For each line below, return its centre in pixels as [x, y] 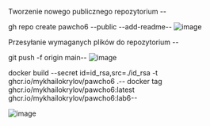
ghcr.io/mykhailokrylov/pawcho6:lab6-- [73, 98]
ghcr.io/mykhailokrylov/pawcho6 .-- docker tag [85, 81]
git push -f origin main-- [48, 57]
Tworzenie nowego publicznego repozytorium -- [88, 11]
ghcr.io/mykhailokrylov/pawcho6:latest [71, 90]
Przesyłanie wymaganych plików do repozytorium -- [94, 42]
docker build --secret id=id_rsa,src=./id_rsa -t [83, 73]
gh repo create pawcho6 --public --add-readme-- [90, 27]
